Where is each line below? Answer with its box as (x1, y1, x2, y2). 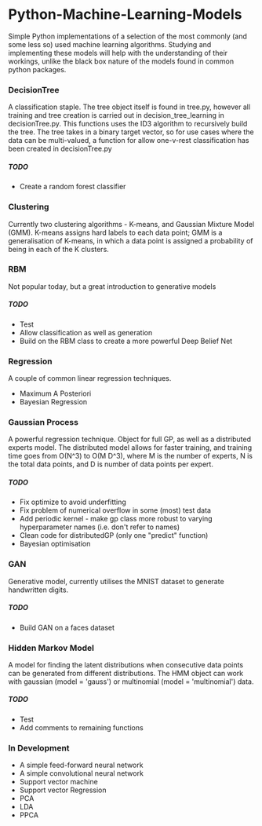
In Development (8, 742, 70, 753)
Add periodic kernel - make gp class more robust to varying (19, 514, 213, 524)
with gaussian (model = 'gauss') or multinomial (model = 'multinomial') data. (8, 677, 254, 686)
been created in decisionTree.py (8, 144, 112, 154)
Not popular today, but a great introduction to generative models (8, 281, 217, 291)
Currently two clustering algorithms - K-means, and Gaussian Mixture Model (8, 219, 255, 228)
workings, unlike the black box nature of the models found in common (8, 57, 234, 66)
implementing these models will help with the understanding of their (8, 48, 228, 57)
